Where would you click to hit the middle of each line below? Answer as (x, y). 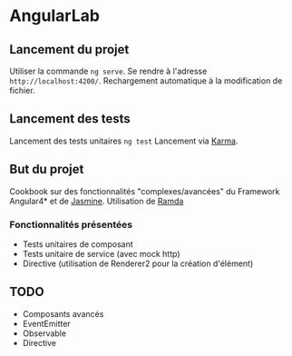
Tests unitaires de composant (78, 244)
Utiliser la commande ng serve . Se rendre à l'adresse (108, 71)
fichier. (22, 90)
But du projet (47, 169)
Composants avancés (63, 313)
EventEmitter (46, 323)
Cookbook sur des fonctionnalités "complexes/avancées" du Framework (145, 191)
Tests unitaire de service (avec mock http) (101, 253)
